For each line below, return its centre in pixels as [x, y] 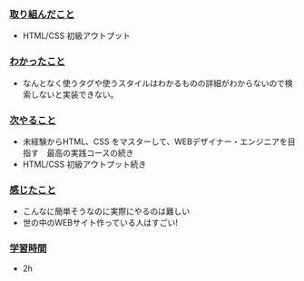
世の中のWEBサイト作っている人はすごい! [100, 223]
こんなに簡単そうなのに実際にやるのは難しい [106, 211]
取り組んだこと [42, 14]
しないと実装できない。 [74, 94]
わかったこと [38, 62]
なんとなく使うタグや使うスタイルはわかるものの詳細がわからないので [154, 82]
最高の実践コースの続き [90, 152]
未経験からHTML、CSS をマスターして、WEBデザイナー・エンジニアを [155, 141]
